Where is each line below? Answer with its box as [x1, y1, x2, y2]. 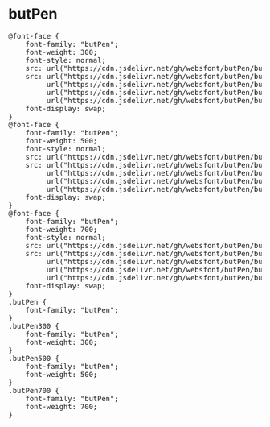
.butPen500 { [8, 354, 60, 363]
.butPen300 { [8, 321, 60, 330]
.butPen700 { [8, 386, 60, 395]
